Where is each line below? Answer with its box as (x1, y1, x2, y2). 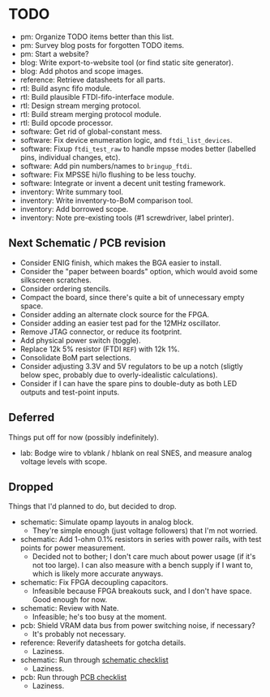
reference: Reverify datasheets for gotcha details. (19, 638, 186, 648)
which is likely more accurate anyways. (32, 569, 164, 579)
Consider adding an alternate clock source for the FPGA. (19, 309, 209, 319)
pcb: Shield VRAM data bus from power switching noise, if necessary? (19, 621, 255, 630)
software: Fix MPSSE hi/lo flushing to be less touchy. (19, 170, 197, 179)
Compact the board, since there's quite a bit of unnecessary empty (19, 292, 245, 302)
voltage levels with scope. (19, 456, 108, 467)
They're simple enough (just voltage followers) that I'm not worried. (32, 526, 258, 536)
